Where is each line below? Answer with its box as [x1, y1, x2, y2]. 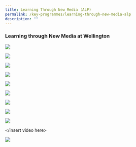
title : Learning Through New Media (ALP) [5, 7, 92, 12]
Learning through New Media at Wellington [5, 33, 110, 39]
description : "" [5, 16, 38, 21]
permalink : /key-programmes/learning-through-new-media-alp [5, 12, 132, 17]
